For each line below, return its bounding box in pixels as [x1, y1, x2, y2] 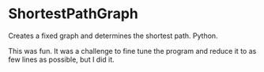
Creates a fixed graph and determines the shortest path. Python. [8, 31, 219, 40]
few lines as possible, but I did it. [8, 55, 115, 64]
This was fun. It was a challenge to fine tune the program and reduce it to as [8, 46, 257, 55]
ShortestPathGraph [8, 5, 138, 23]
